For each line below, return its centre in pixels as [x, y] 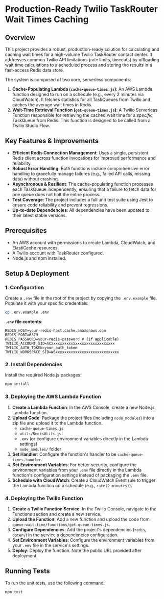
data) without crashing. [35, 179]
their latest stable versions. [39, 215]
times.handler [26, 460]
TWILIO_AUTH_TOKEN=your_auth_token [41, 348]
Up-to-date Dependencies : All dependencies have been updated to [81, 210]
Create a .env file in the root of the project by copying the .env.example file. [81, 298]
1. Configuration [24, 287]
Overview [20, 37]
